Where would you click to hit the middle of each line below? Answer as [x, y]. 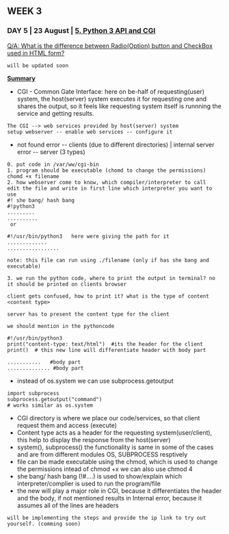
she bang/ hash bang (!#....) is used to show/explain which [99, 476]
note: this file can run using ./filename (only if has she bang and [108, 260]
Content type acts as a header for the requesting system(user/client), [114, 432]
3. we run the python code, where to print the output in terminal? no [111, 278]
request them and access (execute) [67, 425]
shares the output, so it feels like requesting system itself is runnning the [119, 106]
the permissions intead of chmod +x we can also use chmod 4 [105, 469]
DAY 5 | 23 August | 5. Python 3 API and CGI [81, 31]
